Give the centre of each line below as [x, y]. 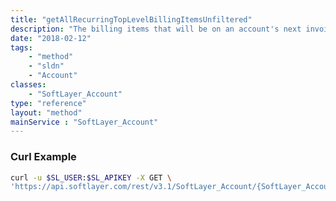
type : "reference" [48, 103]
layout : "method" [46, 112]
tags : [21, 47]
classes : [28, 85]
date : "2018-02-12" [51, 38]
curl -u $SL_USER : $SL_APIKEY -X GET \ [91, 177]
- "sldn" [46, 66]
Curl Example [43, 157]
